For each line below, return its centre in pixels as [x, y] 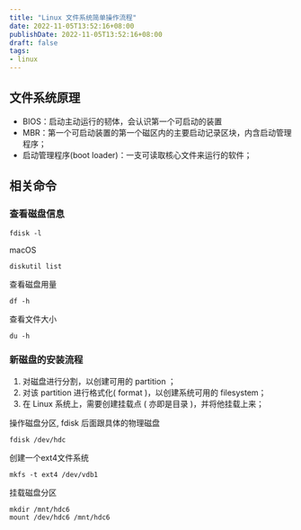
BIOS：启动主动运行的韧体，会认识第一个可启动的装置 [122, 121]
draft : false [34, 43]
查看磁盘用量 [33, 284]
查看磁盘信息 [37, 214]
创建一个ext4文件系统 [49, 457]
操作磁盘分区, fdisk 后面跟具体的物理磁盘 [84, 422]
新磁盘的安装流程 [46, 360]
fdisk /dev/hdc [38, 440]
